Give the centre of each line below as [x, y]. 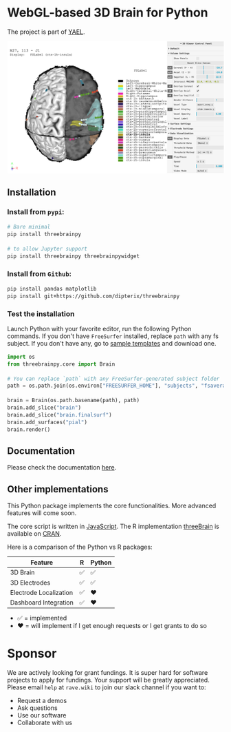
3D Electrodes [30, 583]
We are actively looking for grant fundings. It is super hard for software [108, 673]
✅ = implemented [42, 618]
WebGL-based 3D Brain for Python [108, 13]
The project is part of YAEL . [46, 32]
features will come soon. [42, 513]
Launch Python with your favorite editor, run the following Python [99, 328]
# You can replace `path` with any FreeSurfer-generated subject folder [113, 379]
